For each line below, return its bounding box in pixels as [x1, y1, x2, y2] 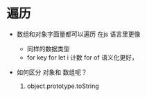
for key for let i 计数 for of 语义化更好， [26, 53, 138, 62]
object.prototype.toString [26, 82, 100, 90]
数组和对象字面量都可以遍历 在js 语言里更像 [16, 30, 141, 38]
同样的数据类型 [26, 44, 70, 53]
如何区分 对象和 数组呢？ [16, 68, 87, 76]
